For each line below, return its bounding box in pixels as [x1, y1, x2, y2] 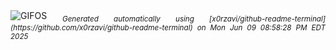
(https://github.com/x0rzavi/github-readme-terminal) [10, 22, 193, 33]
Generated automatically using [61, 14, 195, 24]
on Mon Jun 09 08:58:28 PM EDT [196, 22, 326, 33]
